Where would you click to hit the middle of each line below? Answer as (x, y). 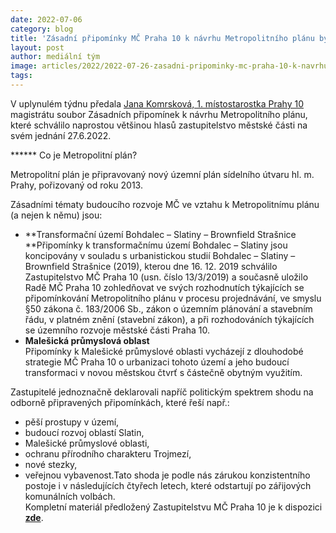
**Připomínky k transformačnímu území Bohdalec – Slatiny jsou (156, 245)
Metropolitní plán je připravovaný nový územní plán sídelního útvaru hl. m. (162, 174)
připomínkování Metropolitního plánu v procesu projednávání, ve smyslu (173, 298)
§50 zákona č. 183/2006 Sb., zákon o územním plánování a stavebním (168, 308)
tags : (21, 76)
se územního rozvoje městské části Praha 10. (117, 330)
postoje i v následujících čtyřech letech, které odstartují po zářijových (168, 485)
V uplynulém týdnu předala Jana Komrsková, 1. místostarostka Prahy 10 (157, 103)
